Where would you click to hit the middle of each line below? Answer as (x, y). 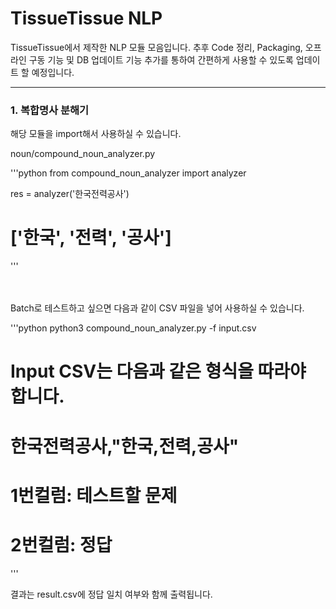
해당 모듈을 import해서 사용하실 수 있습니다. (96, 134)
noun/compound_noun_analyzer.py (83, 154)
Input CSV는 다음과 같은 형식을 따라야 (158, 371)
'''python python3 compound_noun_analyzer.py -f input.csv (133, 328)
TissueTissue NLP (86, 18)
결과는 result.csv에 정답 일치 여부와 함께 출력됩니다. (111, 594)
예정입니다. (53, 72)
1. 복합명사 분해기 (50, 110)
